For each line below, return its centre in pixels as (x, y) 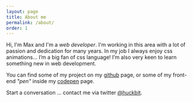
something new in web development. (51, 64)
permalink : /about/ (30, 22)
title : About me (26, 17)
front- (180, 75)
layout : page (22, 11)
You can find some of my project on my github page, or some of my (89, 75)
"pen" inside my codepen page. (56, 81)
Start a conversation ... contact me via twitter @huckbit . (74, 93)
